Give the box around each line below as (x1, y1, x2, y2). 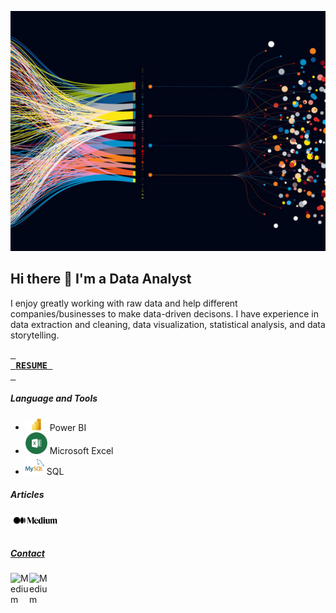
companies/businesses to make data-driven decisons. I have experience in (10, 307, 319, 320)
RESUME (15, 359, 48, 371)
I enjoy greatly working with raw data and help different (10, 297, 238, 309)
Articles (10, 488, 45, 500)
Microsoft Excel (49, 445, 114, 457)
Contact (10, 547, 45, 559)
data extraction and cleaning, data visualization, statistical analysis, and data (10, 318, 326, 330)
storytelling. (10, 329, 60, 341)
